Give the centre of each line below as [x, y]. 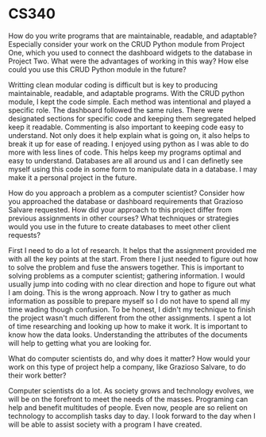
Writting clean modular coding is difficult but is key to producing [113, 85]
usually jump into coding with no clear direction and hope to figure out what [132, 284]
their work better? [37, 375]
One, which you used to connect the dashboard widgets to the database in [130, 52]
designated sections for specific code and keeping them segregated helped [132, 118]
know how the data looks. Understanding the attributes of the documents [128, 335]
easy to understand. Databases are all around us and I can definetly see [126, 160]
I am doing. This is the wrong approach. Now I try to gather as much [120, 292]
